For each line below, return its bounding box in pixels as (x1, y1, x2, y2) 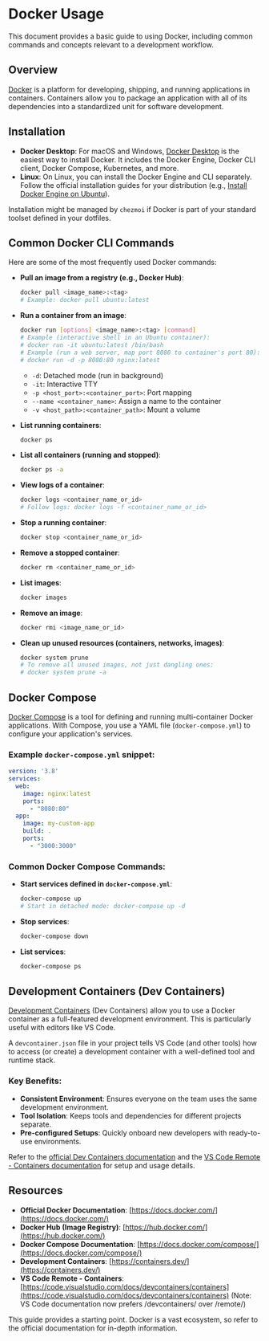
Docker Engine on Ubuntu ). (19, 189, 110, 198)
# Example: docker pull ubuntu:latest (19, 296, 150, 304)
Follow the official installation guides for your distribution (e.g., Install (19, 180, 247, 190)
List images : (19, 577, 62, 587)
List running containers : (19, 420, 102, 430)
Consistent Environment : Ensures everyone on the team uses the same (19, 1094, 258, 1103)
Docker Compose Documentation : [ (19, 1239, 140, 1249)
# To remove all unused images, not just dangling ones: (19, 661, 215, 669)
